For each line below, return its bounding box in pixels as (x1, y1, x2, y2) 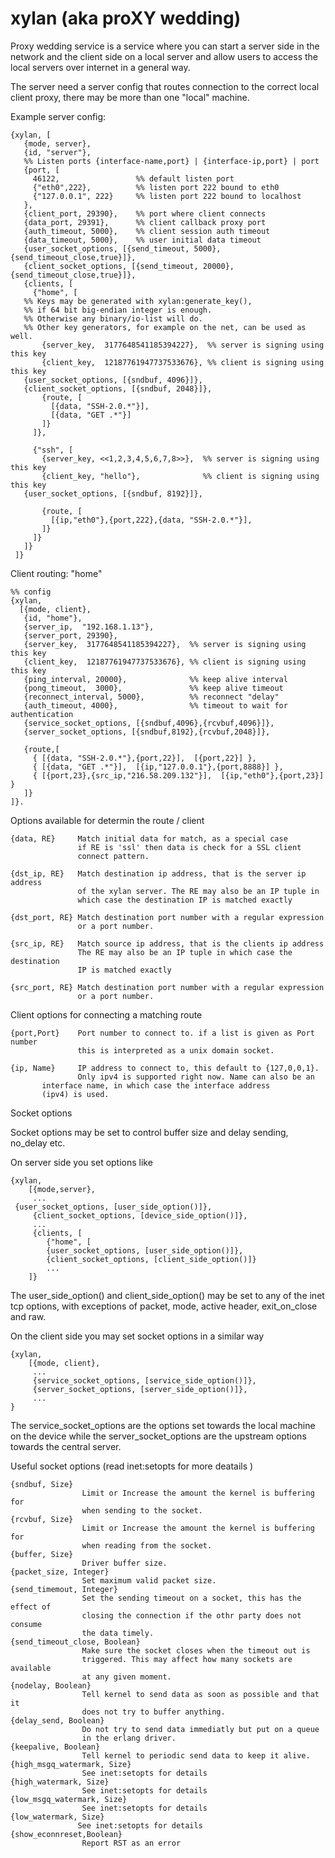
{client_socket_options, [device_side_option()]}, (32, 1210, 248, 1221)
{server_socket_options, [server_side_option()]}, (32, 1384, 248, 1394)
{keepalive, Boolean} (10, 1742, 101, 1752)
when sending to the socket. (81, 1505, 203, 1516)
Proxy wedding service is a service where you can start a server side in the (10, 40, 320, 52)
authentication (10, 709, 74, 719)
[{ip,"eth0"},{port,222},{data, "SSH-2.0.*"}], (50, 515, 253, 525)
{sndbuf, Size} (10, 1479, 74, 1489)
